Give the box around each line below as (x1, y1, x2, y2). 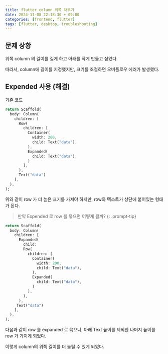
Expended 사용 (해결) (5, 83, 70, 91)
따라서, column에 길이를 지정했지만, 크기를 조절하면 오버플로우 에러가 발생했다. (5, 66, 159, 73)
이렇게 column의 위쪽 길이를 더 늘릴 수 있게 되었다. (5, 343, 104, 349)
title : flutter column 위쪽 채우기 (5, 7, 74, 13)
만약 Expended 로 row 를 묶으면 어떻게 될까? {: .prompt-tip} (17, 213, 137, 219)
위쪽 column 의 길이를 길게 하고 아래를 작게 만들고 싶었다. (5, 56, 118, 62)
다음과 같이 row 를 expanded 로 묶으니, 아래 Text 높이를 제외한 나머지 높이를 (5, 327, 155, 332)
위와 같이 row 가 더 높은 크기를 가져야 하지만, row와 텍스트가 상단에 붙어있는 (5, 196, 154, 202)
